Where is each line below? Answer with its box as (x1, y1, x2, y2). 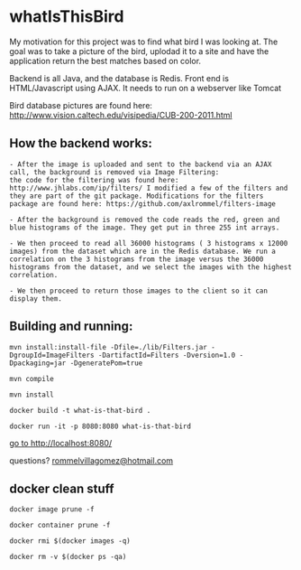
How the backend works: (9, 135, 153, 151)
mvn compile (9, 374, 54, 383)
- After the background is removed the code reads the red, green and (9, 215, 280, 224)
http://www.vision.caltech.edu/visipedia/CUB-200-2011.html (9, 109, 233, 120)
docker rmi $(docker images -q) (9, 537, 131, 546)
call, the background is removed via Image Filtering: (9, 167, 220, 177)
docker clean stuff (9, 481, 114, 496)
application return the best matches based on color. (9, 55, 201, 66)
